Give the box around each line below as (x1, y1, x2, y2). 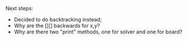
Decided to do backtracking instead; (13, 16, 102, 23)
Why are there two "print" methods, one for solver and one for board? (13, 28, 183, 35)
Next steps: (5, 5, 33, 12)
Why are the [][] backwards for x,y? (13, 23, 100, 29)
